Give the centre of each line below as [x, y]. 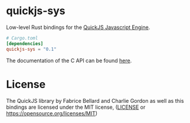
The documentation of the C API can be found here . [69, 60]
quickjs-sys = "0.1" [32, 49]
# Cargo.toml [22, 38]
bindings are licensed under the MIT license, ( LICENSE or [76, 107]
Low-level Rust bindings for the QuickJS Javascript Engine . [78, 27]
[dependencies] [25, 43]
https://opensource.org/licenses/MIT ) [52, 113]
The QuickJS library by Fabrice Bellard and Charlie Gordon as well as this [95, 101]
